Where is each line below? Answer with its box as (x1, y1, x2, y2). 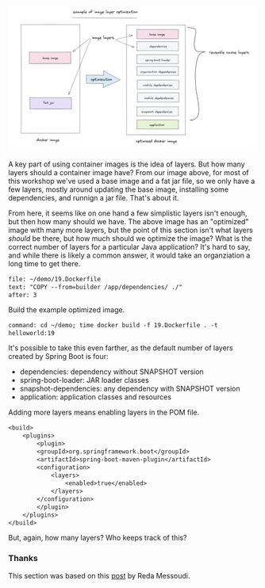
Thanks (8, 553, 38, 564)
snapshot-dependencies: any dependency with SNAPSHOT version (19, 384, 240, 394)
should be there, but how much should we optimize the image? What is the (8, 234, 252, 243)
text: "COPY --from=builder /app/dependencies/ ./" (8, 284, 182, 292)
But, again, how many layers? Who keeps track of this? (8, 533, 187, 543)
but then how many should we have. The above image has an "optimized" (8, 217, 249, 227)
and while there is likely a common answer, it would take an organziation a (8, 250, 251, 260)
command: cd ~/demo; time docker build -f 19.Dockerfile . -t (8, 322, 218, 330)
